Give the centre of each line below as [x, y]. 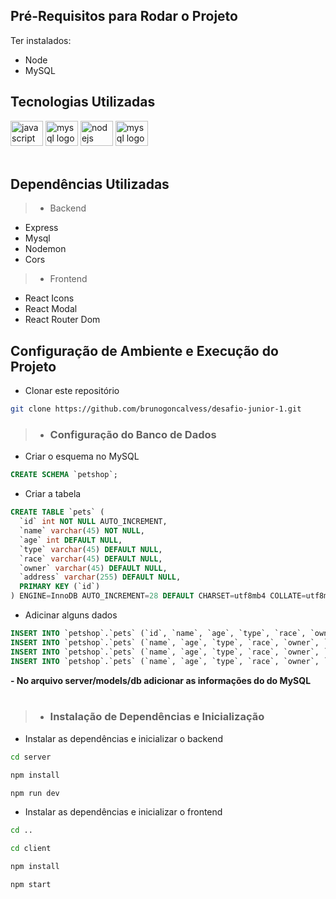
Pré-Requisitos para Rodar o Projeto [124, 16]
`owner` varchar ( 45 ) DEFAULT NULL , [93, 568]
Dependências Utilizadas [90, 184]
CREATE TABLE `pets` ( [57, 512]
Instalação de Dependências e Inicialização [157, 717]
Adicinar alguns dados [71, 615]
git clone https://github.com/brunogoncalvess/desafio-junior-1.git [156, 409]
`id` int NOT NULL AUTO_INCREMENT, [93, 522]
